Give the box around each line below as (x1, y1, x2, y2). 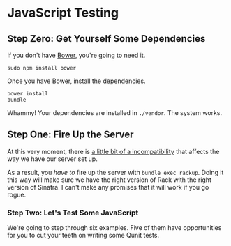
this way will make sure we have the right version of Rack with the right (7, 176, 211, 184)
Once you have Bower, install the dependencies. (7, 77, 146, 85)
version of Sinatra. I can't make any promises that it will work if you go (7, 183, 209, 191)
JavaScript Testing (7, 5, 119, 21)
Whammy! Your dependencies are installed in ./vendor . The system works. (7, 109, 222, 116)
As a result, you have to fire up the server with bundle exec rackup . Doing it (7, 168, 224, 176)
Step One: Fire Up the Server (7, 129, 134, 141)
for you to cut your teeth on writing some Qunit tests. (7, 231, 159, 240)
